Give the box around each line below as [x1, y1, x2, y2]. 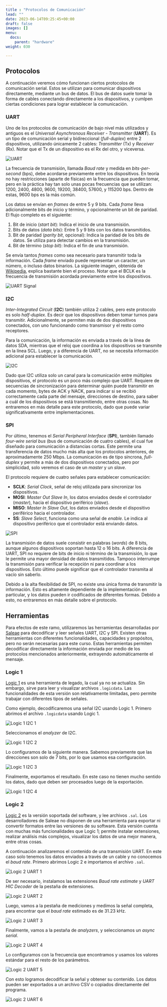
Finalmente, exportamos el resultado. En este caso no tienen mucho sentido [5, 774, 161, 780]
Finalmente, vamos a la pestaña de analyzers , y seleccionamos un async [5, 927, 155, 933]
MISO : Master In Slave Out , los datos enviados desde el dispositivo [12, 505, 150, 511]
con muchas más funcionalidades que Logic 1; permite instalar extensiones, [5, 828, 161, 834]
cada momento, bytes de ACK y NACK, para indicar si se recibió [5, 388, 137, 394]
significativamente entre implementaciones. [5, 409, 95, 415]
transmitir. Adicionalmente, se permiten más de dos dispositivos [5, 317, 136, 323]
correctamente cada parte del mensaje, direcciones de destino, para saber [5, 393, 159, 400]
